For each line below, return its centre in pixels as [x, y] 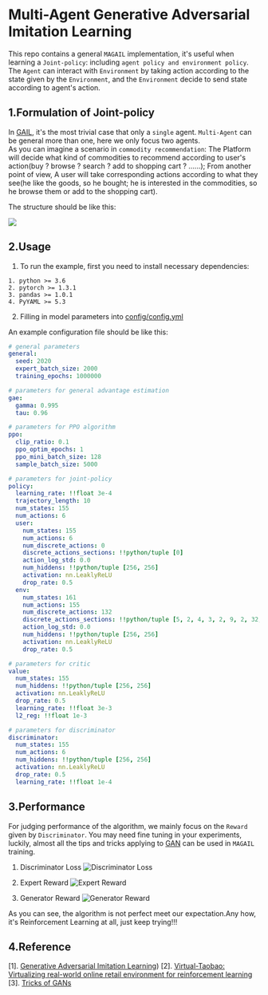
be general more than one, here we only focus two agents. [104, 140]
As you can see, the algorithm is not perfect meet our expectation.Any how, [132, 913]
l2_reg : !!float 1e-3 [51, 716]
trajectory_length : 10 [53, 501]
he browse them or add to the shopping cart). [83, 191]
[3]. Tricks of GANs [40, 983]
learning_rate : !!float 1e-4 [64, 782]
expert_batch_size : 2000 [57, 369]
